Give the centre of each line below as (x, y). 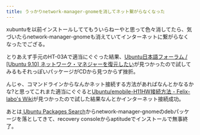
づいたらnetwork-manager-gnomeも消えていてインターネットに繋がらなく (98, 37)
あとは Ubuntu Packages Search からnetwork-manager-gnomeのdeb (90, 111)
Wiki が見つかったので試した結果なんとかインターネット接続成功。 (103, 99)
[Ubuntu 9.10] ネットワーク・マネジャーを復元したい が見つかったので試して (99, 64)
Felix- (183, 91)
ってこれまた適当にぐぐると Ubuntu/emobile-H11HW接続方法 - (100, 91)
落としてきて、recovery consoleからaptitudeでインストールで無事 (102, 118)
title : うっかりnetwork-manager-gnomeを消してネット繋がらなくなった (86, 12)
